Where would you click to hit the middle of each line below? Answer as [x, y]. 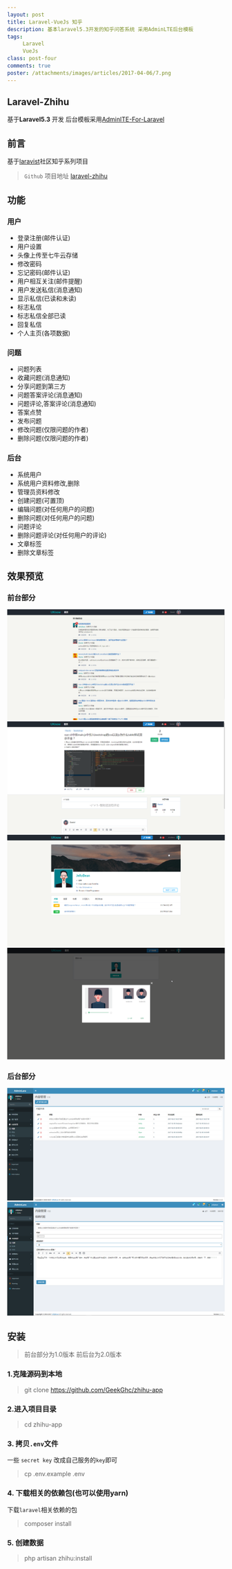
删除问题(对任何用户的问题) [56, 518]
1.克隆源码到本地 [35, 1374]
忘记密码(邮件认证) [44, 272]
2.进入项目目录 [32, 1409]
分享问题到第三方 [41, 386]
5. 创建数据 [26, 1543]
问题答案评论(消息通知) [50, 395]
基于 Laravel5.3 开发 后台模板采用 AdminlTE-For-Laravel [86, 119]
